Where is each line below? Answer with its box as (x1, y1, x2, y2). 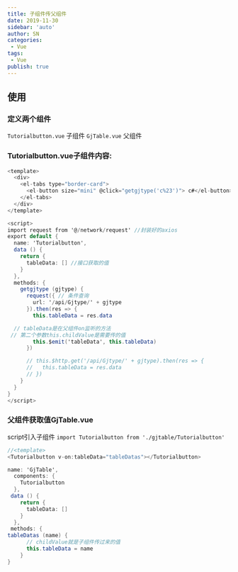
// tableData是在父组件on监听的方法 (13, 325, 111, 332)
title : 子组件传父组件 (7, 10, 67, 18)
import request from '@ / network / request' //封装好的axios (7, 226, 178, 234)
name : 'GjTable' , (7, 466, 59, 473)
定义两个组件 (7, 114, 52, 124)
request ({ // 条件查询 (25, 292, 89, 300)
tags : (7, 50, 23, 57)
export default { (7, 233, 59, 240)
